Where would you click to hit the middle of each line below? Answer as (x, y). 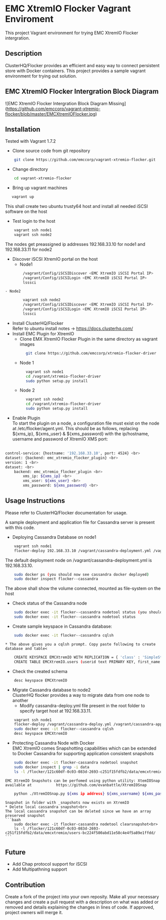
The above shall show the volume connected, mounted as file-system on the (83, 589)
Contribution (25, 885)
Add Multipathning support (40, 869)
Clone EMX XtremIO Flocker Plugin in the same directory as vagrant (88, 339)
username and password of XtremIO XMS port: (60, 439)
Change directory (30, 169)
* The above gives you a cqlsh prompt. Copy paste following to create (80, 644)
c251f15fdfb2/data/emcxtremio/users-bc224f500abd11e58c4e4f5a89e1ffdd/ (80, 833)
